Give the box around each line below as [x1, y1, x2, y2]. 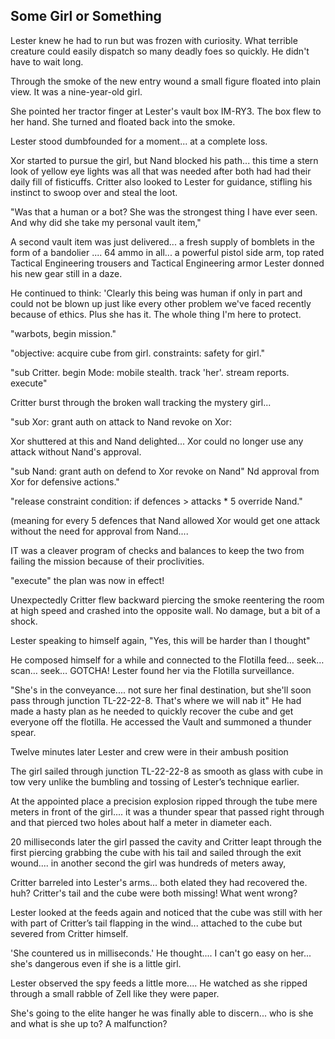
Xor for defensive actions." [10, 475, 120, 488]
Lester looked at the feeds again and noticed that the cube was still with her [10, 906, 323, 918]
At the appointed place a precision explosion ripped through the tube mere [10, 795, 318, 807]
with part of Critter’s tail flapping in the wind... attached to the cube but [10, 917, 303, 929]
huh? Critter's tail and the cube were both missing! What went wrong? [10, 887, 298, 899]
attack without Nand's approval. [10, 445, 142, 458]
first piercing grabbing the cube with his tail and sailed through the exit [10, 846, 302, 858]
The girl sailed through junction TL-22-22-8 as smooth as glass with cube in [10, 765, 324, 777]
